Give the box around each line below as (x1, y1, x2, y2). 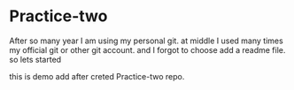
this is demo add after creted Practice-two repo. (9, 71, 185, 81)
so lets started (9, 54, 62, 64)
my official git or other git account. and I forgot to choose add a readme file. (9, 44, 286, 55)
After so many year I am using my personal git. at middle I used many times (9, 35, 283, 46)
